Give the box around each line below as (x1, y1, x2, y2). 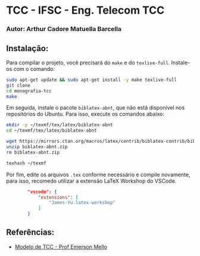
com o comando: (13, 65, 55, 72)
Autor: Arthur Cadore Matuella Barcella (6, 25, 122, 33)
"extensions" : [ (37, 194, 79, 200)
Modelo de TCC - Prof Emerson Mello (14, 243, 107, 250)
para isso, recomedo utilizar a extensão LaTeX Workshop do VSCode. (6, 177, 177, 185)
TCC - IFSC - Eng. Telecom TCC (6, 4, 165, 17)
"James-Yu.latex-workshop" (48, 200, 116, 206)
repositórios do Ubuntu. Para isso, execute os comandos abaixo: (6, 111, 165, 118)
